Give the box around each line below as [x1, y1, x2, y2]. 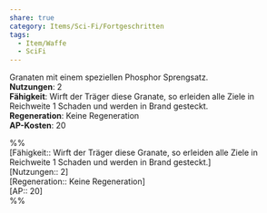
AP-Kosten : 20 [9, 120, 66, 131]
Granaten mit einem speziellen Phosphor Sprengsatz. [9, 72, 209, 82]
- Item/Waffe [17, 38, 67, 48]
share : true [9, 13, 54, 23]
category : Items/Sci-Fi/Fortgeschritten [9, 22, 165, 31]
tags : [9, 30, 30, 39]
